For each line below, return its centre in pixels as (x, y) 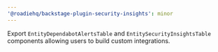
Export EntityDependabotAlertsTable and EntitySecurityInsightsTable (109, 33)
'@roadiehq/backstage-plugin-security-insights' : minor (90, 14)
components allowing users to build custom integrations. (89, 41)
